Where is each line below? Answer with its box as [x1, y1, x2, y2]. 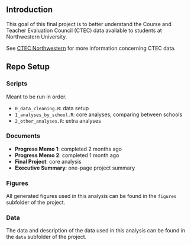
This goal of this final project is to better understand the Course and [6, 20, 171, 27]
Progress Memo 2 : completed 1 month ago [14, 151, 119, 159]
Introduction [6, 5, 53, 15]
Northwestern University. [6, 33, 67, 40]
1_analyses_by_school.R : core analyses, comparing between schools [14, 111, 183, 118]
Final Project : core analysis [14, 158, 82, 165]
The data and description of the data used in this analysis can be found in [6, 227, 186, 234]
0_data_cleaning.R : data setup [14, 104, 89, 111]
